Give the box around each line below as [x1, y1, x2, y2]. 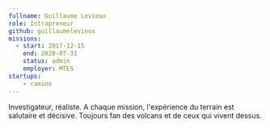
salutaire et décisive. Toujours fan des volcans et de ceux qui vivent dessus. [8, 110, 263, 120]
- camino [23, 79, 53, 87]
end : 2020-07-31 [23, 49, 78, 58]
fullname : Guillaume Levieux [8, 11, 107, 20]
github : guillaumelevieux [8, 27, 95, 35]
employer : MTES [23, 65, 74, 73]
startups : [8, 72, 42, 80]
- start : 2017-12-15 [15, 42, 85, 50]
